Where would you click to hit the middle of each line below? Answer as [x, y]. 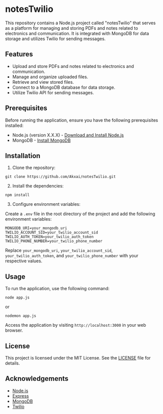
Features [19, 54]
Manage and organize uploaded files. [50, 77]
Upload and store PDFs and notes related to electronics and [73, 66]
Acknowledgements [37, 379]
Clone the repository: [34, 168]
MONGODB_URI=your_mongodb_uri [36, 228]
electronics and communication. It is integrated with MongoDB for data [77, 33]
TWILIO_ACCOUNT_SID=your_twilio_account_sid [52, 233]
